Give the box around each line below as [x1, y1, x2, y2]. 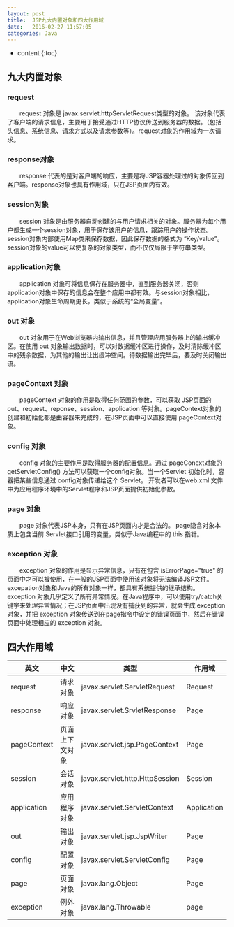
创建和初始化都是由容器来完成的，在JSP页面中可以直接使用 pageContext [7, 413, 216, 422]
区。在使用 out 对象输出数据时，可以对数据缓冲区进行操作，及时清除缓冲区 [7, 342, 221, 350]
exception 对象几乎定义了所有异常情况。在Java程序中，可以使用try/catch [7, 592, 217, 601]
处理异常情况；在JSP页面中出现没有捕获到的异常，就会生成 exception [25, 601, 226, 610]
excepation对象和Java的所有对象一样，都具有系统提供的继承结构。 [7, 584, 199, 592]
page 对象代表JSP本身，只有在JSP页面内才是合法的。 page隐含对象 [19, 522, 215, 530]
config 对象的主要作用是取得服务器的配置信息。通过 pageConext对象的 [19, 459, 223, 467]
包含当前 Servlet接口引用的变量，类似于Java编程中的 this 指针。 [19, 530, 203, 538]
